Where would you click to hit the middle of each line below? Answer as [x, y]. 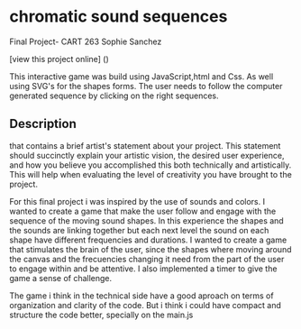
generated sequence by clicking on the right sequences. [114, 96]
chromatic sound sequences [119, 17]
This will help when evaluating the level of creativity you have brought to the [151, 174]
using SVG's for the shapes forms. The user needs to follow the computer [146, 86]
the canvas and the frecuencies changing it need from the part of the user [147, 259]
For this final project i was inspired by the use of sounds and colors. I [137, 201]
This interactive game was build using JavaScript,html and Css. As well [141, 76]
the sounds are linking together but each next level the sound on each [139, 230]
